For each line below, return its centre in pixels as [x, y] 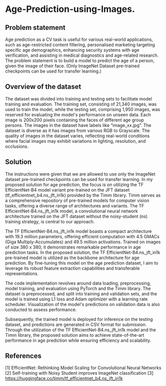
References [23, 356]
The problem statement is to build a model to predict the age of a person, [80, 60]
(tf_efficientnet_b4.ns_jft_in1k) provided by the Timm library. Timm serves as [83, 195]
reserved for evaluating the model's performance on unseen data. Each [78, 114]
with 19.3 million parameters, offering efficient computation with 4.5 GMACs [82, 236]
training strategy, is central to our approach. [50, 221]
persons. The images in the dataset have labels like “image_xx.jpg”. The [78, 125]
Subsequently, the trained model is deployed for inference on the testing [79, 319]
